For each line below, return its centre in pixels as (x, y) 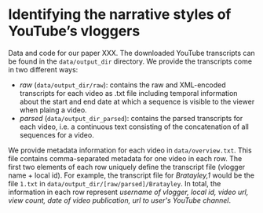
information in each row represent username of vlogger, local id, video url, (128, 192)
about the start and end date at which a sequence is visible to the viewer (137, 101)
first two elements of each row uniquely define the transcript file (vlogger (127, 167)
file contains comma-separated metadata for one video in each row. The (125, 158)
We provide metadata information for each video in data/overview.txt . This (130, 150)
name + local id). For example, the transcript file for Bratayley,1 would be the (131, 175)
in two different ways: (43, 69)
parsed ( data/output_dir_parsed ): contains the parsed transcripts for (131, 118)
